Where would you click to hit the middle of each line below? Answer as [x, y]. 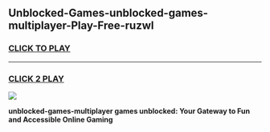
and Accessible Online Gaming [61, 119]
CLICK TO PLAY [39, 49]
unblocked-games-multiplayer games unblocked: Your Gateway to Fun [129, 110]
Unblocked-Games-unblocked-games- [108, 13]
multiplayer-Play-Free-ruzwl [81, 26]
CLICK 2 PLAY [36, 78]
